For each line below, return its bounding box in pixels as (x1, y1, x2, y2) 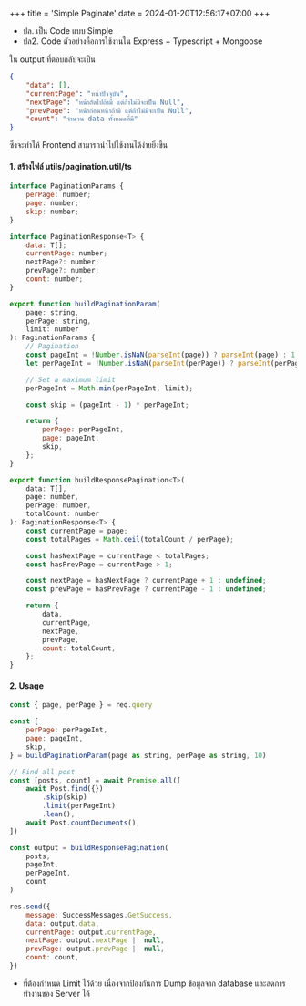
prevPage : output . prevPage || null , (25, 944, 166, 954)
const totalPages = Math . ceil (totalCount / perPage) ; (25, 534, 234, 544)
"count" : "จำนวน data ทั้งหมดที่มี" (25, 114, 138, 124)
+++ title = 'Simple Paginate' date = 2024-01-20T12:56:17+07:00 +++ (9, 8, 270, 18)
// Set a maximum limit (25, 375, 117, 384)
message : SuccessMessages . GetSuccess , (25, 910, 173, 919)
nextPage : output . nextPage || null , (25, 936, 166, 945)
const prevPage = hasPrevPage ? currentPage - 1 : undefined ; (25, 585, 267, 594)
